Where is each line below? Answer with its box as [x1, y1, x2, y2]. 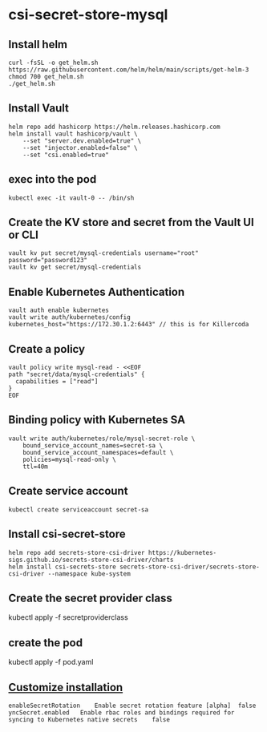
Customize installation [8, 680, 123, 694]
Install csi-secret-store [8, 528, 126, 541]
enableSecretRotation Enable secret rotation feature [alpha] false [8, 702, 257, 710]
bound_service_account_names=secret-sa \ [22, 441, 163, 450]
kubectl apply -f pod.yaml [8, 657, 94, 667]
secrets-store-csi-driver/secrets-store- [119, 563, 261, 571]
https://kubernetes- [148, 548, 217, 556]
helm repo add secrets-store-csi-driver [8, 548, 146, 556]
